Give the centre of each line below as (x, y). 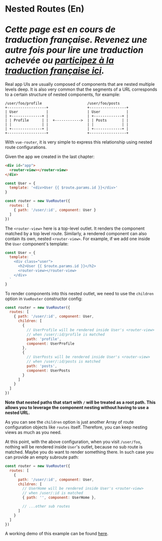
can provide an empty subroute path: (42, 457)
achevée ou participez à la (59, 60)
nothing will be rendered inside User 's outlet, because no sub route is (74, 447)
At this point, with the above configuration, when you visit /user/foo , (73, 442)
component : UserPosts (48, 370)
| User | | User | (67, 112)
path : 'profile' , (44, 339)
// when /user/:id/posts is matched (63, 362)
